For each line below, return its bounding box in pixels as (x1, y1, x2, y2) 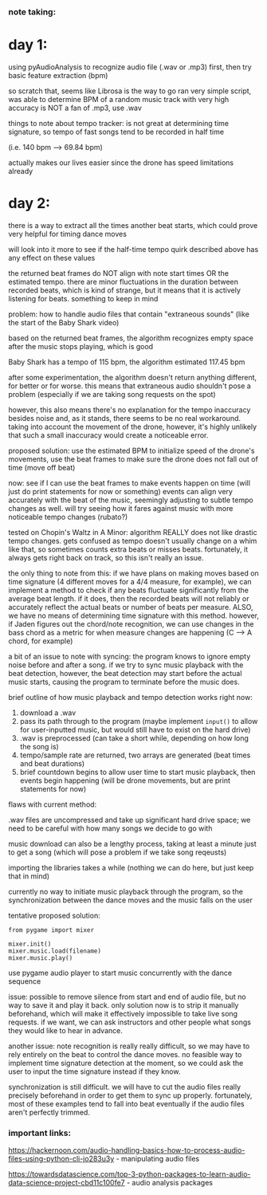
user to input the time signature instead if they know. (8, 1067, 181, 1076)
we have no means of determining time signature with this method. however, (8, 611, 259, 620)
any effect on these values (8, 253, 96, 262)
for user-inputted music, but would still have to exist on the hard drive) (19, 725, 251, 734)
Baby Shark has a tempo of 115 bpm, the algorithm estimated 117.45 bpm (8, 357, 245, 367)
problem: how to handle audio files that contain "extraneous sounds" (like (8, 309, 249, 319)
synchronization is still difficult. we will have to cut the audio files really (8, 1082, 241, 1091)
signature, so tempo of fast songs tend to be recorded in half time (8, 127, 225, 136)
